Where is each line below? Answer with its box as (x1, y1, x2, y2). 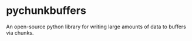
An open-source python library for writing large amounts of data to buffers (6, 23, 186, 30)
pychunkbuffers (6, 4, 86, 17)
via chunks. (6, 29, 34, 36)
